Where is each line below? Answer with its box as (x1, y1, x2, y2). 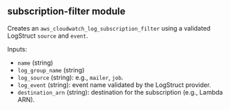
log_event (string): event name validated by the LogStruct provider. (17, 80, 212, 89)
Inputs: (7, 45, 27, 53)
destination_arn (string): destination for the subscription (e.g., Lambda (17, 88, 223, 96)
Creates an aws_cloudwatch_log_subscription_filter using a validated (7, 24, 211, 32)
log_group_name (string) (17, 65, 85, 74)
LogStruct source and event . (7, 31, 88, 40)
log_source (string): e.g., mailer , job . (17, 73, 124, 81)
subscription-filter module (7, 6, 126, 17)
